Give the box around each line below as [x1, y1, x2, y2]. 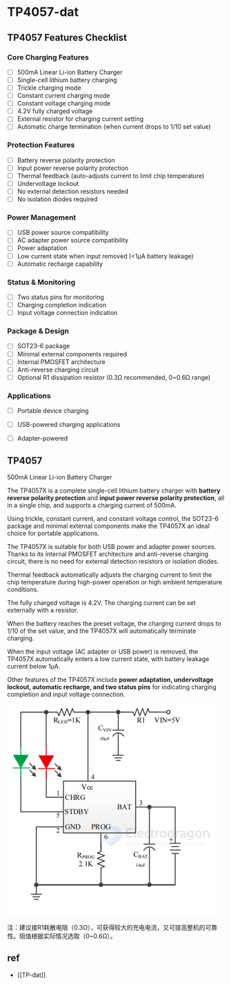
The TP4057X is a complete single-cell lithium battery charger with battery [7, 486, 221, 495]
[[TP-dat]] [17, 970, 46, 979]
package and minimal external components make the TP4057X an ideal [7, 522, 210, 530]
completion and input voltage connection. [7, 690, 125, 698]
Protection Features [7, 140, 75, 150]
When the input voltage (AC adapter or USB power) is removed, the [7, 647, 199, 656]
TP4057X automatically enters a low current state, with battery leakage [7, 655, 210, 663]
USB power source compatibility [17, 229, 109, 237]
